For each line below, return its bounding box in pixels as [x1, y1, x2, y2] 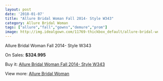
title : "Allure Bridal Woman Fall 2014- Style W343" [5, 16, 114, 21]
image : [5, 29, 18, 34]
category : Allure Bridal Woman [5, 20, 68, 26]
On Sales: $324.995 [5, 52, 46, 58]
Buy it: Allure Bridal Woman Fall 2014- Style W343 [5, 61, 105, 67]
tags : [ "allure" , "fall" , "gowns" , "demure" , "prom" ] [5, 25, 108, 30]
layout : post [5, 7, 32, 12]
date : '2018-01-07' [5, 12, 45, 16]
